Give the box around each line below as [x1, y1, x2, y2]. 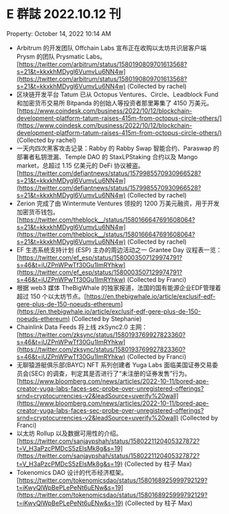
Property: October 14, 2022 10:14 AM [6, 29, 111, 38]
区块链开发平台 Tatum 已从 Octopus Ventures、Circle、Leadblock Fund [16, 90, 219, 99]
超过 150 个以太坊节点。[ [16, 292, 87, 300]
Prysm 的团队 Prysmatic [16, 52, 85, 61]
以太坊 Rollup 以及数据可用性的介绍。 [16, 429, 122, 438]
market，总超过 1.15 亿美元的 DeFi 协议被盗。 [16, 161, 144, 169]
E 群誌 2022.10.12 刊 [6, 6, 122, 22]
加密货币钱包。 [16, 207, 59, 216]
